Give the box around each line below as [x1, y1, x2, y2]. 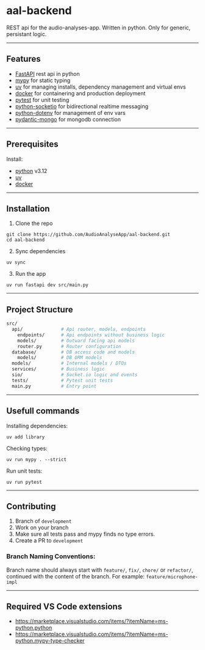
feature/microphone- [146, 574, 198, 580]
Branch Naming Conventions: [6, 552, 96, 561]
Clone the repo [15, 220, 53, 227]
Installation [6, 203, 50, 214]
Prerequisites [6, 139, 59, 150]
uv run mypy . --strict [6, 456, 67, 462]
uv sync [6, 259, 26, 266]
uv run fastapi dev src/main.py [6, 282, 88, 288]
